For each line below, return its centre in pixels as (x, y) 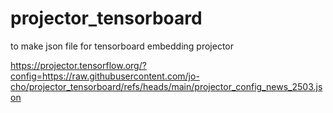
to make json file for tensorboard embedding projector (122, 46)
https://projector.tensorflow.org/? (78, 65)
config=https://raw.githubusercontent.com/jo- (105, 76)
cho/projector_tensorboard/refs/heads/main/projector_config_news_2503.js (166, 86)
